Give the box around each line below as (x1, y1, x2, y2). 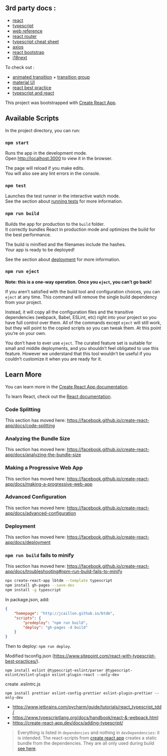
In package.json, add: (5, 597, 50, 603)
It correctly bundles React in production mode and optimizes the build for (5, 226, 156, 232)
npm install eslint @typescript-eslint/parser (5, 668, 104, 673)
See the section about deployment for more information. (5, 256, 121, 262)
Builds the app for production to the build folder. (5, 221, 105, 227)
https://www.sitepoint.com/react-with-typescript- (54, 653, 156, 659)
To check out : (5, 64, 35, 70)
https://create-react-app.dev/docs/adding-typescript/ (12, 720, 124, 726)
